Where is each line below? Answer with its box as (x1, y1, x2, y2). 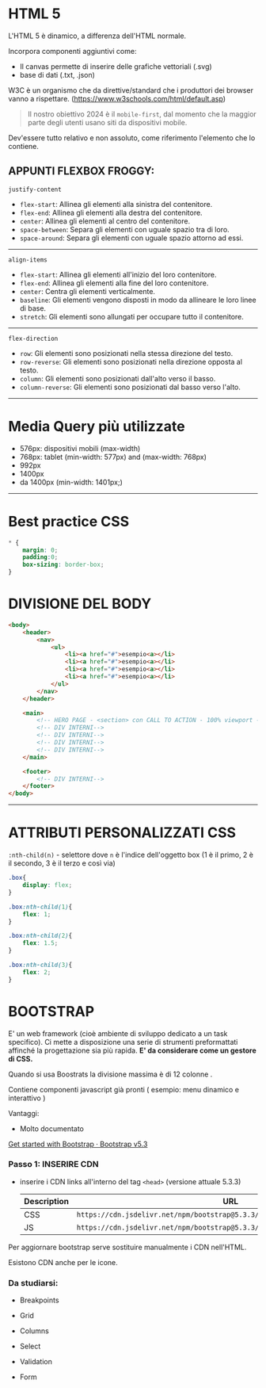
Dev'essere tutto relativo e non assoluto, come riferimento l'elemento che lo (8, 132, 256, 143)
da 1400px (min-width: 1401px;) (19, 477, 123, 487)
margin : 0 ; (22, 546, 59, 554)
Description (23, 1195, 70, 1206)
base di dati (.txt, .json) (19, 70, 95, 79)
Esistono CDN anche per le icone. (8, 1257, 119, 1267)
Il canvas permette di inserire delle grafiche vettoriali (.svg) (19, 61, 212, 71)
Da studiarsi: (8, 1277, 59, 1288)
